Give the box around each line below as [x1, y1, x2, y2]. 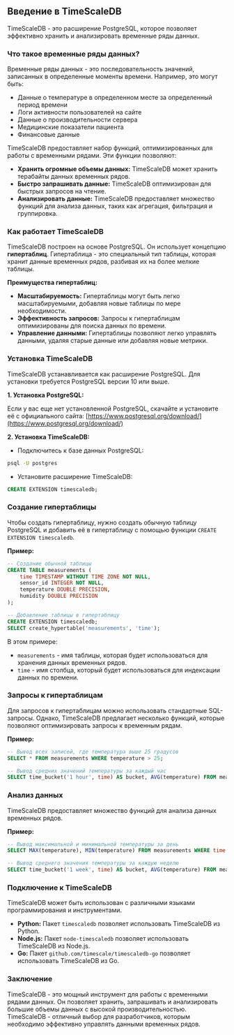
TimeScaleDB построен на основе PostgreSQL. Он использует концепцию [7, 242, 226, 251]
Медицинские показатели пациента [17, 123, 124, 131]
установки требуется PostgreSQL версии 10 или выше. [7, 377, 170, 386]
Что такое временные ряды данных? [7, 49, 140, 59]
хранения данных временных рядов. [17, 658, 127, 666]
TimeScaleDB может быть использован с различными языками [7, 899, 196, 907]
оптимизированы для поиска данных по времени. [17, 321, 167, 330]
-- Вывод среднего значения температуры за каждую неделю [7, 860, 179, 867]
